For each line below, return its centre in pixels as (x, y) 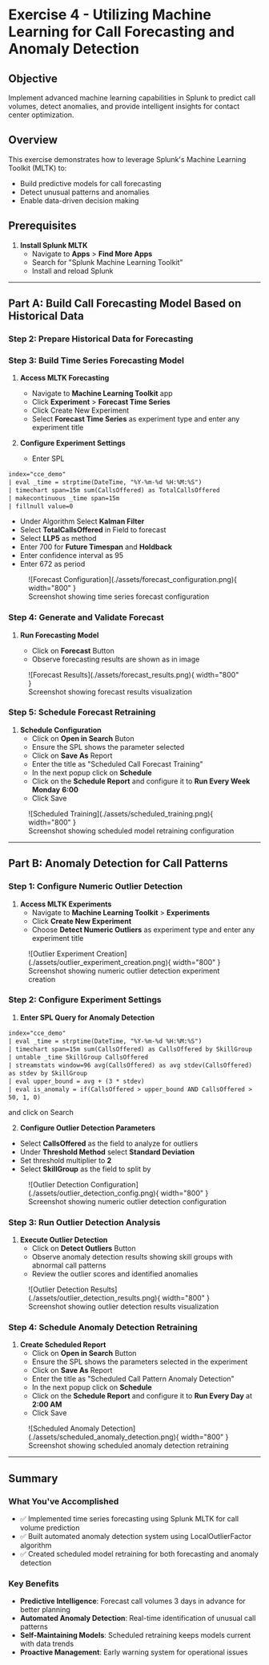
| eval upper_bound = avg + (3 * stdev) (77, 1081)
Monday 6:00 (55, 789)
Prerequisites (42, 226)
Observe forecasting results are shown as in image (116, 659)
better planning (45, 1610)
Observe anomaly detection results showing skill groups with (132, 1257)
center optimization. (41, 115)
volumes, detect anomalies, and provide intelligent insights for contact (124, 106)
